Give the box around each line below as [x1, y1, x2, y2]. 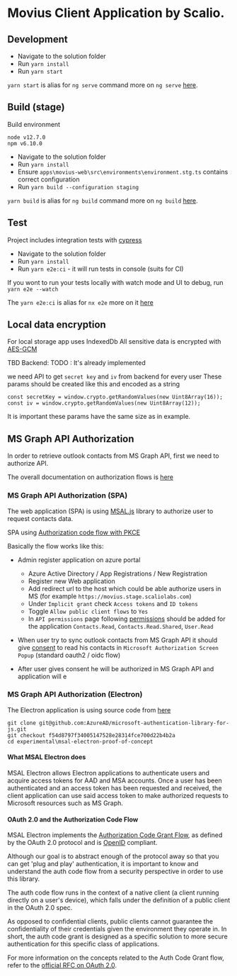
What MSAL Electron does [7, 753, 86, 761]
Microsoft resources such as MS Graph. [7, 799, 124, 807]
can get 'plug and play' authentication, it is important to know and [7, 860, 199, 868]
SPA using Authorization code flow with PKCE [7, 528, 140, 537]
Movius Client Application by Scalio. [7, 5, 225, 21]
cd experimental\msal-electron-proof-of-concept [7, 738, 154, 745]
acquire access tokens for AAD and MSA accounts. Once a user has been [7, 776, 222, 785]
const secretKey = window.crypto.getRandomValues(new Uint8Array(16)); [7, 393, 223, 401]
